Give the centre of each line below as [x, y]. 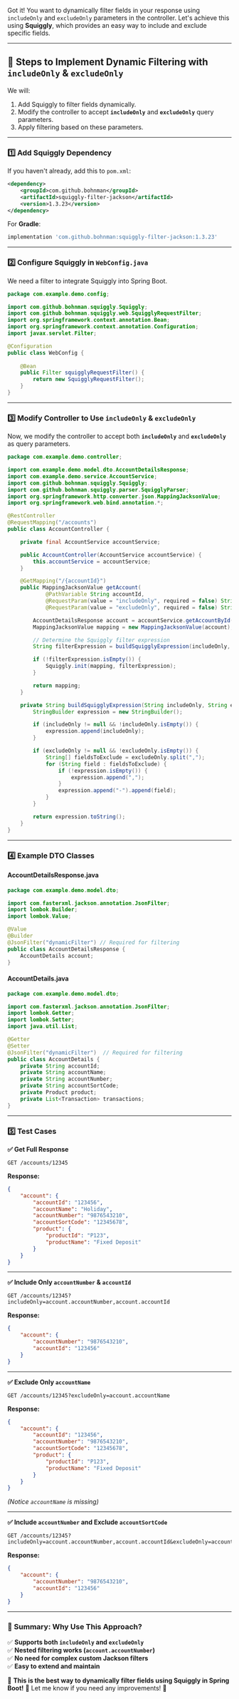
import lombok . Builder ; [43, 910]
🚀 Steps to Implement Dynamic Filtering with [108, 62]
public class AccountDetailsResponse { [67, 949]
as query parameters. [39, 444]
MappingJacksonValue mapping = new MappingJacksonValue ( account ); [133, 627]
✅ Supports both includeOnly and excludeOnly [76, 1642]
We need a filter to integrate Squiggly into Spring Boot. [87, 280]
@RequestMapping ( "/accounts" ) [52, 523]
